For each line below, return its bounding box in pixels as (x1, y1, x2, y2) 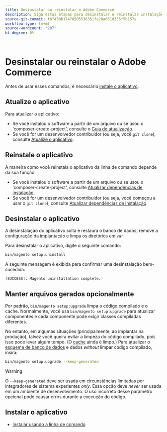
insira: (5, 349, 18, 356)
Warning (5, 368, 22, 374)
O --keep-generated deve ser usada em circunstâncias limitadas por (5, 378, 144, 384)
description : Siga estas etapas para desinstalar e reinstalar (5, 12, 139, 17)
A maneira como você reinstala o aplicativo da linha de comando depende (5, 164, 157, 170)
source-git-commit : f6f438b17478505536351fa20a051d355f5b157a (5, 16, 137, 21)
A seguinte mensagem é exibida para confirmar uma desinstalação (5, 261, 142, 267)
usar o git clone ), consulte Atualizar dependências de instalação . (12, 200, 148, 206)
